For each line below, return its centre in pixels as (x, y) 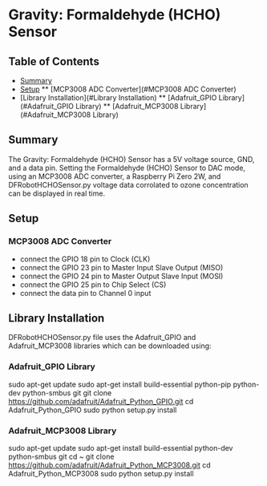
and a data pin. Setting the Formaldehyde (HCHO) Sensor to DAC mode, (127, 168)
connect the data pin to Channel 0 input (85, 293)
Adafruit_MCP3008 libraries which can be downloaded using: (110, 346)
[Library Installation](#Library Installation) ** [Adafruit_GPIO (118, 97)
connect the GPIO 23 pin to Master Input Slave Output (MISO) (121, 267)
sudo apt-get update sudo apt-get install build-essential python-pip (120, 384)
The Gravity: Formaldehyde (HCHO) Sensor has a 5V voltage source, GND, (131, 159)
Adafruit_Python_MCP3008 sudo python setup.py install (101, 473)
